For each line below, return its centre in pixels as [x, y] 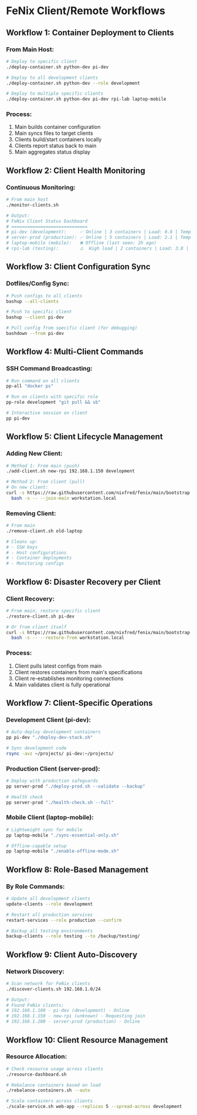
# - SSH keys [22, 547]
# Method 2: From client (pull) [45, 482]
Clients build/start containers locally [58, 140]
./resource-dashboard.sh [36, 1074]
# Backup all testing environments [50, 931]
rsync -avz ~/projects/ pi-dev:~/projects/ [60, 754]
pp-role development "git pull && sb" [53, 402]
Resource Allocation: [37, 1057]
